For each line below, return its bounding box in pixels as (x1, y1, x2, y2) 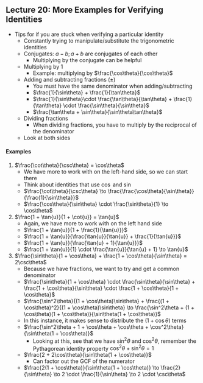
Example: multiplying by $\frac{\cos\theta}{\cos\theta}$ (32, 69, 173, 77)
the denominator (32, 127, 74, 135)
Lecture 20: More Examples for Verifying (5, 5, 164, 15)
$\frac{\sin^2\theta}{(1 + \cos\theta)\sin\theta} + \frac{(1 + (23, 298, 170, 305)
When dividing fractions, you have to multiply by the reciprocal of (32, 121, 198, 128)
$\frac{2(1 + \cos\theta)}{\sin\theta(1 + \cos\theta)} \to (23, 364, 160, 371)
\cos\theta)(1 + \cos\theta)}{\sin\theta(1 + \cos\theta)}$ (23, 311, 161, 318)
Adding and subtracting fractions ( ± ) (23, 76, 116, 83)
